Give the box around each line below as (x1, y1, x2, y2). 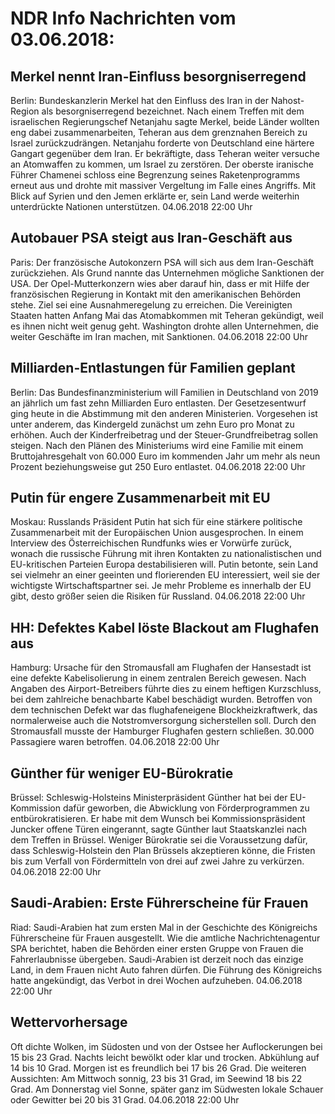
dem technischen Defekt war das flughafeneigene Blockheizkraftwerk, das (10, 704, 318, 716)
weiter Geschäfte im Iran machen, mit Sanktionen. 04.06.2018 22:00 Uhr (10, 330, 308, 342)
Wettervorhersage (10, 1014, 128, 1031)
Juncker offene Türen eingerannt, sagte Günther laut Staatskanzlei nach (10, 823, 308, 836)
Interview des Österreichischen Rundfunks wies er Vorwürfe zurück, (10, 537, 292, 549)
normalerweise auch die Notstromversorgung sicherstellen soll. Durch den (10, 715, 317, 727)
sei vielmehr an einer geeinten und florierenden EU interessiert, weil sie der (10, 569, 321, 581)
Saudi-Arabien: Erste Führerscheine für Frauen (10, 895, 309, 912)
